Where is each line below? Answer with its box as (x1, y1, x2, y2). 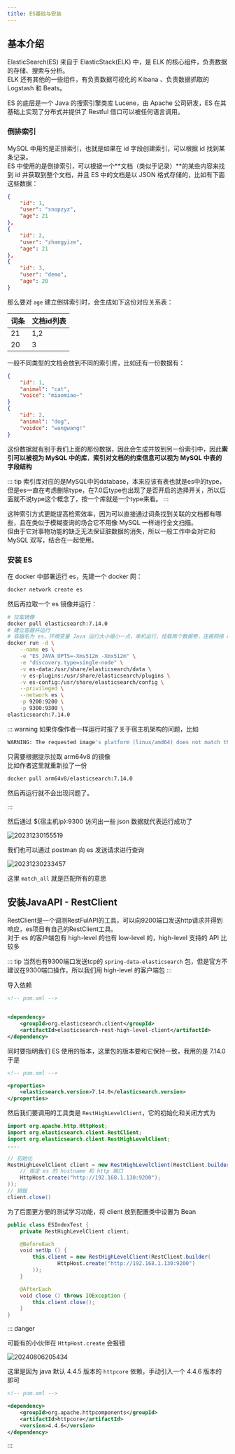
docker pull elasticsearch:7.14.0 (7, 620, 108, 627)
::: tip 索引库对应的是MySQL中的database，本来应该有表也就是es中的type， (7, 477, 226, 485)
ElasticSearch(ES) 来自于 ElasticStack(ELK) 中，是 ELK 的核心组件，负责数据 (7, 57, 227, 67)
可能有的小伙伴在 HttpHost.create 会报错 (7, 1338, 126, 1348)
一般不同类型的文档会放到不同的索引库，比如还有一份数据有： (7, 358, 185, 367)
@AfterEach (20, 1285, 52, 1292)
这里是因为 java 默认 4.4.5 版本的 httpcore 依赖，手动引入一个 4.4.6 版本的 (7, 1367, 222, 1376)
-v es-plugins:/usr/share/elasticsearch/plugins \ (20, 672, 171, 679)
